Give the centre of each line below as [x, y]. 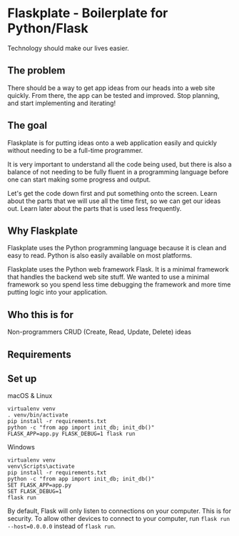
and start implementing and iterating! [62, 103]
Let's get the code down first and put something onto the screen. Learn [112, 193]
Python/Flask [48, 28]
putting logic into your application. [58, 292]
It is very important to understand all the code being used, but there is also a [119, 164]
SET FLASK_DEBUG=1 [35, 492]
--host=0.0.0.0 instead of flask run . [62, 526]
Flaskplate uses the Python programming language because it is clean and [117, 248]
